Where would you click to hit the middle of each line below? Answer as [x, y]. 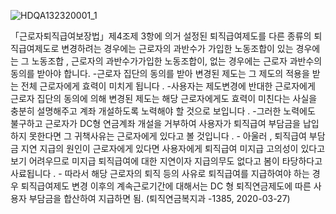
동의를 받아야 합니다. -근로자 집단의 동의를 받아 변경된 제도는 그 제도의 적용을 [160, 73]
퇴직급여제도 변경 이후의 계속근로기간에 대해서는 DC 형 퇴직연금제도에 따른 [166, 186]
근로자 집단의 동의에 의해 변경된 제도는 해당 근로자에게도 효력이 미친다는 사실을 [164, 98]
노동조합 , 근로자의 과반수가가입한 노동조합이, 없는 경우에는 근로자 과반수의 [177, 61]
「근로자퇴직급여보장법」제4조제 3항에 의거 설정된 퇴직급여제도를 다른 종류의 [161, 36]
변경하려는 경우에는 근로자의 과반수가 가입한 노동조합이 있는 [177, 48]
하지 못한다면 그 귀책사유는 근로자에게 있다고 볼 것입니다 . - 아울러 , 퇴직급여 [158, 136]
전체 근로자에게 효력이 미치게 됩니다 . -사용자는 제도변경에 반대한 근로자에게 [168, 86]
